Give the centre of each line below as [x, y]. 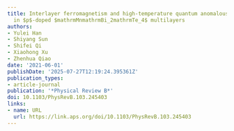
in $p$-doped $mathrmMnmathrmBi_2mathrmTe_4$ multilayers [100, 20]
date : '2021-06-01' [36, 65]
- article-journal [34, 85]
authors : [20, 26]
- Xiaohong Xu [28, 53]
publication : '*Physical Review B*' [60, 91]
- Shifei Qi [24, 46]
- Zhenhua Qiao [29, 59]
